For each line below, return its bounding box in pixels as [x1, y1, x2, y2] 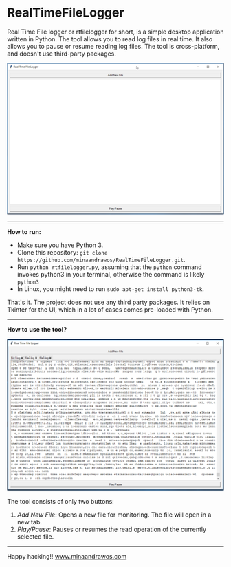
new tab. [16, 518, 43, 526]
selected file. [16, 533, 54, 541]
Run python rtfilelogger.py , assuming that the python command [16, 263, 202, 271]
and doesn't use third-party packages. [7, 50, 117, 58]
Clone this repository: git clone [16, 248, 108, 257]
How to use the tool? [7, 325, 67, 334]
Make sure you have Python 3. [16, 241, 104, 249]
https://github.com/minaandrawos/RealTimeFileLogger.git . [16, 256, 186, 264]
